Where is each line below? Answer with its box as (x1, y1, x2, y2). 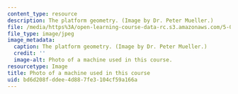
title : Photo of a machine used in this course (7, 69, 151, 76)
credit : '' (13, 50, 46, 57)
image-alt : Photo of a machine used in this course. (13, 57, 173, 64)
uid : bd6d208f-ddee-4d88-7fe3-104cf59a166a (7, 76, 138, 83)
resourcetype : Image (7, 63, 69, 70)
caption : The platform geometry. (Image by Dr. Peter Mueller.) (13, 43, 208, 50)
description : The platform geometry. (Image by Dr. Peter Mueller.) (7, 17, 214, 24)
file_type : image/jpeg (7, 30, 74, 37)
